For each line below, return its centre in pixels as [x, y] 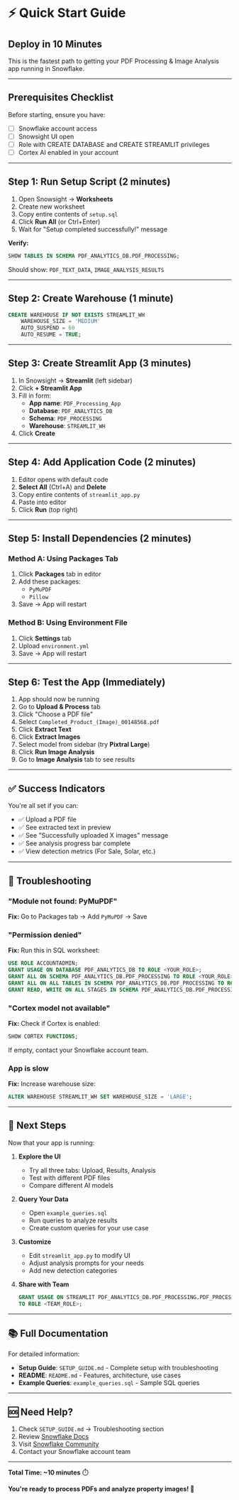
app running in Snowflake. [46, 69]
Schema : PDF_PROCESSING [65, 418]
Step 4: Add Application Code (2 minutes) [102, 462]
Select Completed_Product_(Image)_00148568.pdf [89, 722]
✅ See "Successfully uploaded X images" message [93, 836]
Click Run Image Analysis [56, 752]
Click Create [37, 433]
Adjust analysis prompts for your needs [86, 1263]
